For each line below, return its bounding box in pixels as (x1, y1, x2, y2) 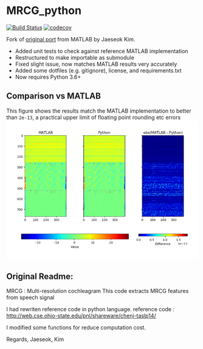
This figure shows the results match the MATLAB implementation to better (6, 107, 191, 115)
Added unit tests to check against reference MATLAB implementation (15, 47, 188, 55)
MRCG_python (6, 4, 82, 18)
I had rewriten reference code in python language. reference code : (6, 306, 175, 313)
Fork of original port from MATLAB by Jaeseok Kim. (6, 35, 136, 43)
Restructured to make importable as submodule (15, 54, 135, 61)
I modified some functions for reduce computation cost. (6, 324, 146, 331)
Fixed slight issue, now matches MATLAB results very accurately (15, 60, 177, 68)
